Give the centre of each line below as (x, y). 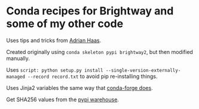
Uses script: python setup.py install (55, 69)
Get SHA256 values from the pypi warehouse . (63, 99)
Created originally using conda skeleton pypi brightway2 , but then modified (99, 52)
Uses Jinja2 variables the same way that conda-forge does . (80, 87)
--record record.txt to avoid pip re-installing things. (93, 76)
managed (16, 77)
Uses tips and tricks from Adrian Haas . (54, 40)
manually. (18, 58)
